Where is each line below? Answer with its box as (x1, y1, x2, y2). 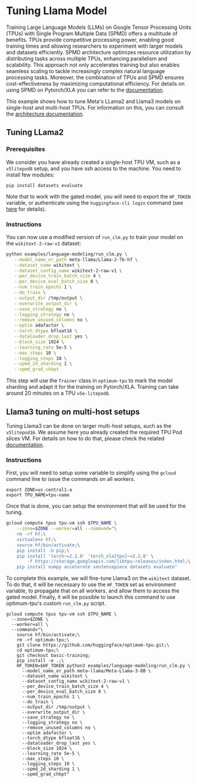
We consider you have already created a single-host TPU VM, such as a (6, 158, 181, 166)
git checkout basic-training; (16, 653, 91, 658)
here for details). (6, 205, 46, 212)
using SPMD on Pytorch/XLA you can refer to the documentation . (6, 86, 164, 93)
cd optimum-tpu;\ (16, 647, 59, 653)
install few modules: (6, 171, 55, 178)
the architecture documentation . (6, 110, 84, 117)
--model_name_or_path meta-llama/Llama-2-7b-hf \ (14, 257, 138, 263)
